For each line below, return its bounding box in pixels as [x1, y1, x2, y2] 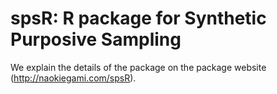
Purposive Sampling [10, 28, 182, 51]
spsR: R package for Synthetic [10, 7, 267, 30]
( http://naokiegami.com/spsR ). [10, 72, 137, 84]
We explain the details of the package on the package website [10, 61, 267, 73]
